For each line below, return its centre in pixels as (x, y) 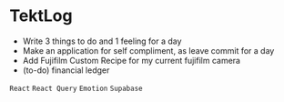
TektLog (41, 16)
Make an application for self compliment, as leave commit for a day (148, 50)
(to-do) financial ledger (66, 70)
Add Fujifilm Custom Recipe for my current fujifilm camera (132, 60)
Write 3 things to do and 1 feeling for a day (102, 41)
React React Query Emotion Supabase (76, 88)
